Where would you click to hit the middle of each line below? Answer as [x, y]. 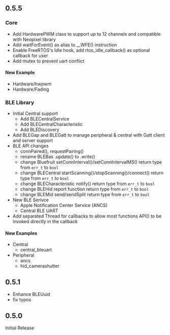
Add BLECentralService [45, 119]
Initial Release [20, 328]
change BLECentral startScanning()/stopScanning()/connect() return [92, 173]
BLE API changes [31, 146]
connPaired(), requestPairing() [52, 151]
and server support [33, 141]
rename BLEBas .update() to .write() [58, 157]
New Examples [21, 233]
